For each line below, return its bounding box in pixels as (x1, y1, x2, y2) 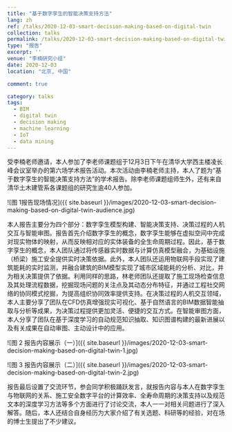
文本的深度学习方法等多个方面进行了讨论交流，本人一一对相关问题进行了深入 (7, 400, 225, 408)
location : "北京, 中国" (7, 68, 71, 75)
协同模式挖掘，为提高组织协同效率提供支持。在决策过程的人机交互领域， (19, 290, 225, 298)
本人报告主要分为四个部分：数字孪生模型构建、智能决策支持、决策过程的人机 (7, 220, 225, 229)
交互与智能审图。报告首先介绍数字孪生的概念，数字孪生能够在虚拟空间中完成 (7, 229, 225, 237)
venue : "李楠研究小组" (7, 55, 66, 62)
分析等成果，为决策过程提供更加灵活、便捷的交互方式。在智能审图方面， (19, 307, 225, 315)
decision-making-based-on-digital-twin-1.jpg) (7, 346, 138, 355)
